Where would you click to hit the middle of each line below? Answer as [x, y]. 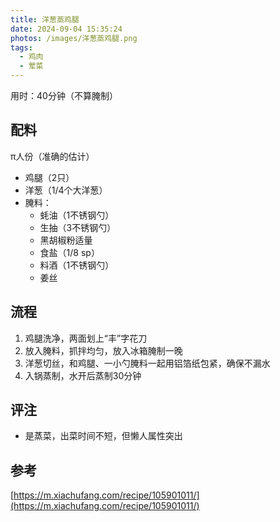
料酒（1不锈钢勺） [77, 265]
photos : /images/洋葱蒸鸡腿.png [74, 38]
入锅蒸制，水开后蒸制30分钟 [83, 375]
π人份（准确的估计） [52, 156]
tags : [21, 47]
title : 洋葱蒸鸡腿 [45, 19]
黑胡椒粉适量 [66, 240]
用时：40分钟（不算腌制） [64, 95]
